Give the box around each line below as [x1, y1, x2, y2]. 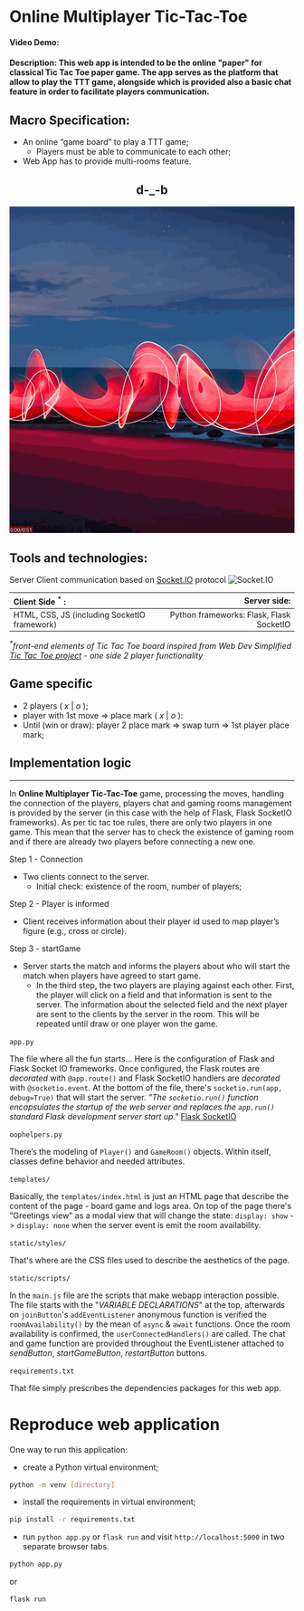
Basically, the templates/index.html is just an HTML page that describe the [9, 1190, 290, 1201]
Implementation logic [9, 756, 132, 771]
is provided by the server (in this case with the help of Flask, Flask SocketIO [9, 807, 292, 818]
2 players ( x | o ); [22, 700, 89, 711]
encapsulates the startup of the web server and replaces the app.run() [9, 1101, 275, 1112]
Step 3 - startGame [9, 943, 81, 954]
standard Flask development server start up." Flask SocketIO [9, 1111, 237, 1121]
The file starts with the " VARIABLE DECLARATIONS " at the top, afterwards [9, 1299, 285, 1310]
